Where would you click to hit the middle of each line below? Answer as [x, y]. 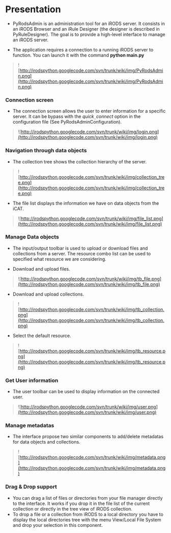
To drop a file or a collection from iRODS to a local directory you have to [88, 514]
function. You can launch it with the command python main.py [78, 55]
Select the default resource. [42, 335]
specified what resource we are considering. [60, 259]
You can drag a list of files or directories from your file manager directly [88, 498]
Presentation [33, 9]
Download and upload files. [41, 269]
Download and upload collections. [48, 294]
